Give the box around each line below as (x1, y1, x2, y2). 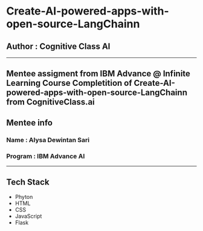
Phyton (14, 193, 33, 200)
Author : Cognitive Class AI (6, 41, 111, 51)
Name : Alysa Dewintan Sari (6, 135, 89, 144)
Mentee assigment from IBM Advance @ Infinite (6, 68, 190, 79)
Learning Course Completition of (6, 78, 132, 88)
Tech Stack (6, 177, 50, 187)
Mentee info (6, 117, 53, 128)
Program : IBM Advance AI (6, 152, 85, 160)
